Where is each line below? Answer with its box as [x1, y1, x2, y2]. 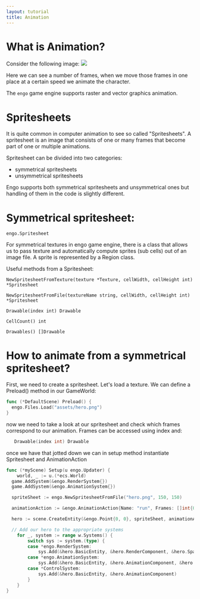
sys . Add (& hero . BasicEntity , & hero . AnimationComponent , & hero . [37, 560, 196, 566]
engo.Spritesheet [6, 230, 49, 237]
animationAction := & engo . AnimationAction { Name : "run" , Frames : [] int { [11, 506, 193, 511]
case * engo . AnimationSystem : [27, 554, 100, 560]
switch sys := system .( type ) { [27, 538, 105, 544]
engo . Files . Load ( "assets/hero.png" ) [11, 404, 102, 411]
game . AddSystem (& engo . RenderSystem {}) [11, 478, 108, 484]
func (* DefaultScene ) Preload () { [6, 399, 92, 405]
